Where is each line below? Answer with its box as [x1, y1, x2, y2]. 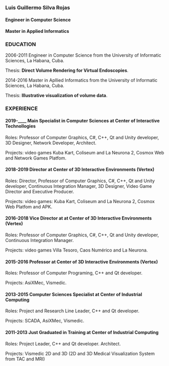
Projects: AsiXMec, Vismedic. [5, 280, 67, 286]
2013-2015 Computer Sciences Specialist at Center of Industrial [5, 291, 143, 297]
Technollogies [5, 123, 36, 129]
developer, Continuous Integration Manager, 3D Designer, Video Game [5, 183, 152, 189]
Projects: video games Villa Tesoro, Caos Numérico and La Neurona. [5, 247, 148, 253]
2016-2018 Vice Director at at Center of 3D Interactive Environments [5, 215, 152, 221]
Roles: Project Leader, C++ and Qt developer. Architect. [5, 341, 121, 347]
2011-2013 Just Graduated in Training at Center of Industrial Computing [5, 329, 159, 335]
